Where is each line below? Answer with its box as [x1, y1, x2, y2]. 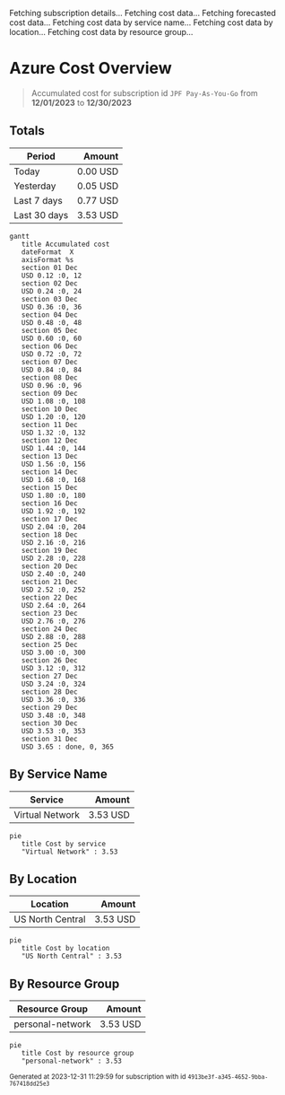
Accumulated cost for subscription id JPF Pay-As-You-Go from [30, 87, 258, 98]
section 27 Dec [21, 671, 78, 680]
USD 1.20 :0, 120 [21, 412, 87, 421]
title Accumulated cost [21, 240, 110, 249]
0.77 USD [77, 194, 119, 206]
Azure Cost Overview [9, 58, 172, 79]
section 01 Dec [21, 263, 78, 272]
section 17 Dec [21, 514, 78, 523]
